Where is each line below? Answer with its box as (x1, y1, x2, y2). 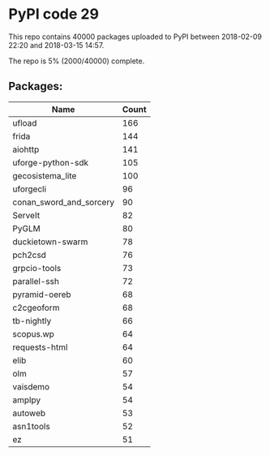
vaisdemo (12, 381, 50, 392)
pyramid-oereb (12, 289, 71, 300)
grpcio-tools (12, 262, 62, 273)
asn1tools (12, 420, 50, 432)
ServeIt (12, 209, 41, 221)
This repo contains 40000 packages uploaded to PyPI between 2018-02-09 (8, 32, 262, 41)
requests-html (12, 342, 68, 353)
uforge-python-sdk (12, 157, 89, 168)
